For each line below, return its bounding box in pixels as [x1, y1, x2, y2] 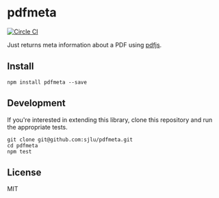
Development [7, 97, 66, 109]
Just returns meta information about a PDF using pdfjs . [7, 40, 162, 49]
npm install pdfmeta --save [7, 79, 88, 86]
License [7, 166, 42, 178]
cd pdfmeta [7, 142, 38, 149]
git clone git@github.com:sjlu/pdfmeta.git [7, 136, 133, 143]
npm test [7, 148, 32, 155]
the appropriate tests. [7, 123, 68, 131]
